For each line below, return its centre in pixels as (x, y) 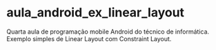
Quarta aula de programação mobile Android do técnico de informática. (108, 32)
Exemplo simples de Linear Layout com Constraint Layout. (89, 38)
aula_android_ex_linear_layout (95, 13)
